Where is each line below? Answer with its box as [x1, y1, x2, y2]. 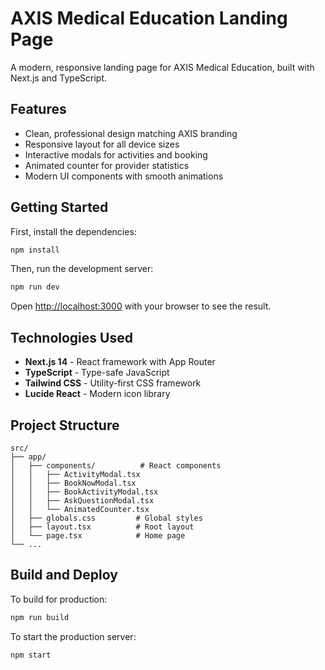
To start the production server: [10, 630, 137, 642]
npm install [10, 245, 60, 255]
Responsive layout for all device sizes [24, 138, 180, 150]
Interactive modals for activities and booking [24, 148, 208, 161]
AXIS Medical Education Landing [10, 7, 288, 30]
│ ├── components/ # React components [10, 460, 222, 471]
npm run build [10, 612, 70, 622]
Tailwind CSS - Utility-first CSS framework [24, 377, 202, 389]
